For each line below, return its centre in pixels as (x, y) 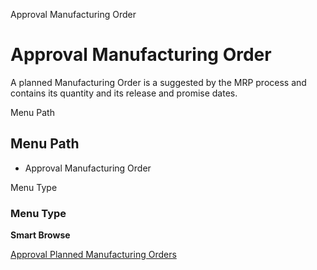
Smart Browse (40, 235)
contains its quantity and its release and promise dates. (124, 93)
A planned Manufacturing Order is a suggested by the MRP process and (158, 82)
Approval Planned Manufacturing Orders (93, 255)
